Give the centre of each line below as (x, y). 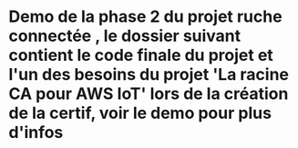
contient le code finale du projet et (141, 55)
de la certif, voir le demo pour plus (140, 113)
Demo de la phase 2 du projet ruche (146, 17)
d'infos (36, 133)
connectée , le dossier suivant (125, 36)
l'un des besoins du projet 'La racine (149, 75)
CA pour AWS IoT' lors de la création (149, 94)
